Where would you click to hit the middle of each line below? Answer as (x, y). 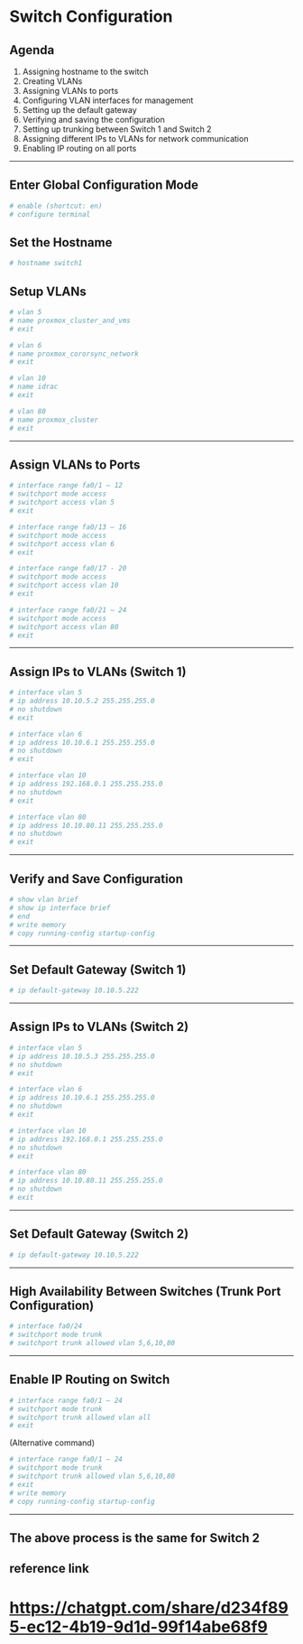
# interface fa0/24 (46, 1326)
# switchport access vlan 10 (64, 585)
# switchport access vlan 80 (64, 627)
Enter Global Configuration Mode (104, 186)
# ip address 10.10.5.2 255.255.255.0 (82, 701)
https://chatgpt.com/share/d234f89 (149, 1607)
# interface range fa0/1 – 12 (66, 486)
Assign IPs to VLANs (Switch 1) (98, 671)
